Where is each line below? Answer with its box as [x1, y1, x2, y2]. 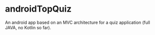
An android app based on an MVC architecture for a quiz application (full [5, 19, 151, 25]
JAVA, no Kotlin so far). [5, 24, 52, 30]
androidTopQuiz [5, 3, 72, 15]
